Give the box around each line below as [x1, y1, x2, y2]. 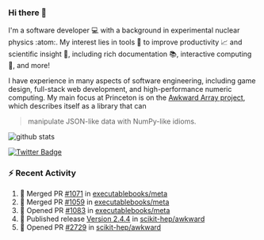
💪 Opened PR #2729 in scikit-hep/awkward [19, 222, 161, 232]
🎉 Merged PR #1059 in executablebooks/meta [19, 197, 170, 207]
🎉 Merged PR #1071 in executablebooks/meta [19, 189, 168, 198]
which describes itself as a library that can [8, 101, 147, 111]
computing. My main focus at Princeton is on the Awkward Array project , [8, 93, 246, 102]
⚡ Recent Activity [8, 168, 77, 179]
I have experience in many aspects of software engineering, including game [8, 76, 256, 86]
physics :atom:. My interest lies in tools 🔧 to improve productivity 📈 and [8, 37, 243, 47]
